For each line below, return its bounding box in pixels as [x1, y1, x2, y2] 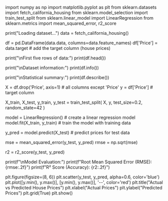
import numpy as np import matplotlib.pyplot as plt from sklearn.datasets [5, 5, 157, 10]
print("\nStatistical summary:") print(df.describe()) [5, 75, 109, 80]
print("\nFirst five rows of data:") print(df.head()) [5, 55, 106, 61]
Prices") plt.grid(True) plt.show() [5, 190, 73, 196]
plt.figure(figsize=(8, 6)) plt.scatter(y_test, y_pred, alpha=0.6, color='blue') [5, 174, 160, 180]
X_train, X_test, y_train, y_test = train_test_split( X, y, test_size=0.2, [5, 99, 143, 105]
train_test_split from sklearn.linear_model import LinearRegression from [5, 15, 154, 21]
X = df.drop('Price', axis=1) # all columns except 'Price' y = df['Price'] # [5, 84, 153, 90]
